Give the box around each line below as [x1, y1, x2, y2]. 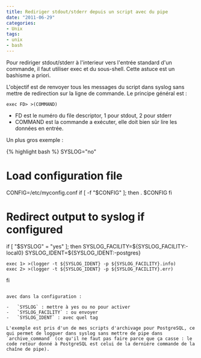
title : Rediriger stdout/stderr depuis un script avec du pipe [6, 8, 169, 15]
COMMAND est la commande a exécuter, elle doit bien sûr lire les [14, 118, 178, 125]
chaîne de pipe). [6, 346, 50, 352]
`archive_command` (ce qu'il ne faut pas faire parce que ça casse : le [6, 335, 193, 342]
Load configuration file [6, 169, 123, 183]
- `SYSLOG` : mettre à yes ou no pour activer [6, 304, 131, 310]
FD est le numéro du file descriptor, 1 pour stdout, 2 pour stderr [14, 112, 172, 119]
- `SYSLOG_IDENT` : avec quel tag [6, 314, 98, 321]
